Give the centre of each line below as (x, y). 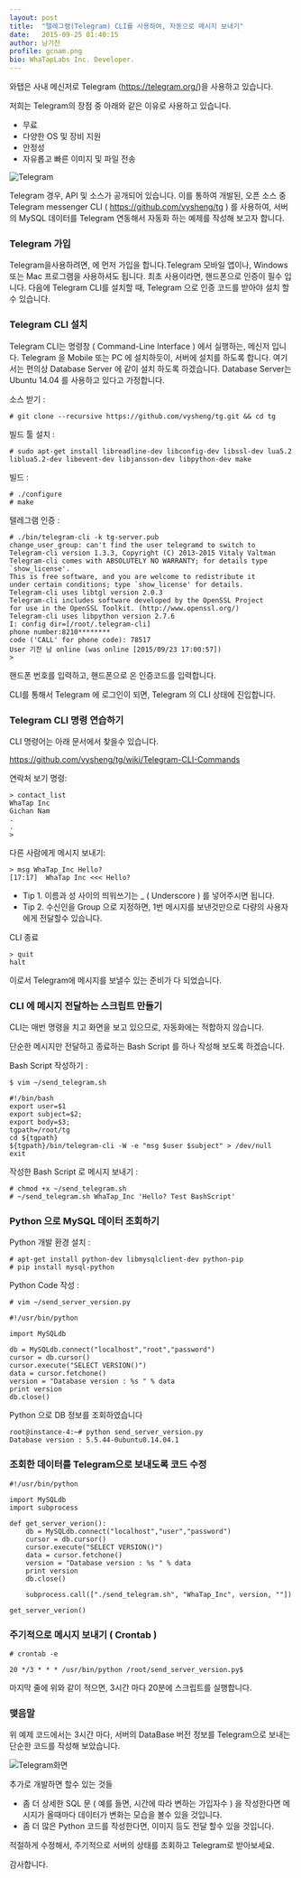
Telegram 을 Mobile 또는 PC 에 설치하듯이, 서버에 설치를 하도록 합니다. (146, 357)
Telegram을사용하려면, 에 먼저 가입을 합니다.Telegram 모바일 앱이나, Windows (149, 265)
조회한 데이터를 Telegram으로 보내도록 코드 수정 (108, 1464)
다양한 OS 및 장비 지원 (62, 136)
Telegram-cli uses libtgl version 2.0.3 (87, 593)
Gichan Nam (30, 811)
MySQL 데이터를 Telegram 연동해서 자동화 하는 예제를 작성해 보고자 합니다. (152, 218)
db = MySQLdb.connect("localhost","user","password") (128, 1531)
